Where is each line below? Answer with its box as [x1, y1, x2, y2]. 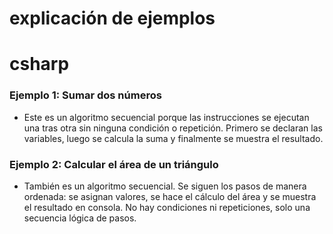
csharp [9, 53, 70, 76]
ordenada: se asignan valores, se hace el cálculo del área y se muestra [23, 190, 317, 202]
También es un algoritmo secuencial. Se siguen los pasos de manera [23, 180, 307, 192]
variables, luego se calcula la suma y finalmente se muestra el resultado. [23, 132, 324, 144]
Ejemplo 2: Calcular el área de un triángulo [9, 157, 219, 171]
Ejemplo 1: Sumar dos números [9, 88, 162, 102]
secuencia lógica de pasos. [23, 212, 137, 224]
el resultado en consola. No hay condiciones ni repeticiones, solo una [23, 201, 311, 213]
